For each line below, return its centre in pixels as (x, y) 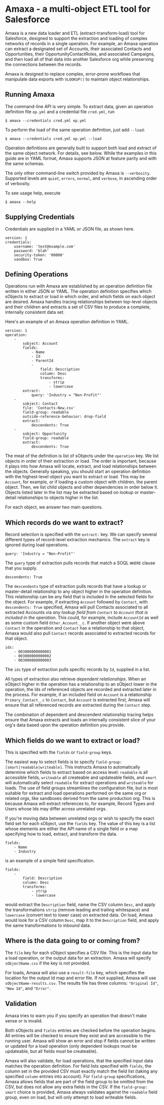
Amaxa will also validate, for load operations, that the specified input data (79, 1061)
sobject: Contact (40, 404)
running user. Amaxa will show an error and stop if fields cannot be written (80, 1041)
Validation (21, 1004)
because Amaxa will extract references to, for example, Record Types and (80, 803)
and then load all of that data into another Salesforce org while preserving (80, 59)
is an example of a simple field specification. (50, 861)
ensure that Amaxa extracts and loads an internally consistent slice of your (80, 720)
